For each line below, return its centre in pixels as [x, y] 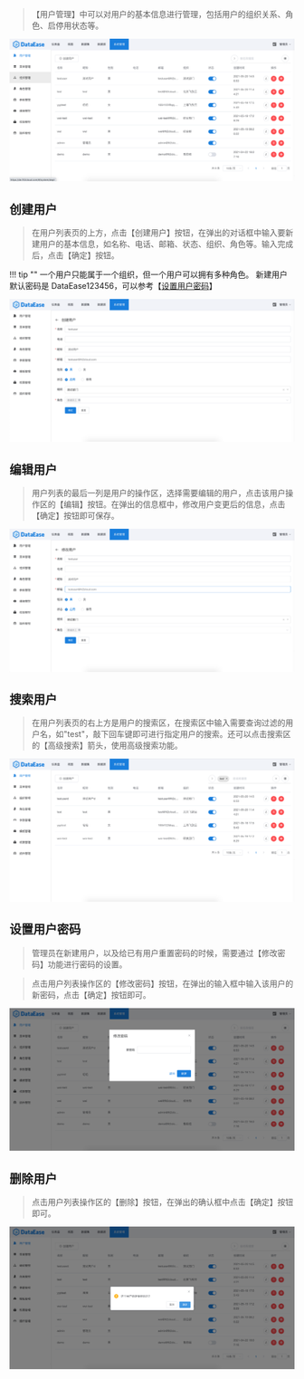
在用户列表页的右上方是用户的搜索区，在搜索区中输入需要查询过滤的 [158, 723]
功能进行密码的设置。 [87, 964]
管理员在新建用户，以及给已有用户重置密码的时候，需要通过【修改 [154, 953]
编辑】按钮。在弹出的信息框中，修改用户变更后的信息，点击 [174, 504]
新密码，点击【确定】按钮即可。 [91, 994]
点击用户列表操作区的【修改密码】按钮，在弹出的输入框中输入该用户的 [162, 983]
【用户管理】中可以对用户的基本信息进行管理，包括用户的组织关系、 [158, 14]
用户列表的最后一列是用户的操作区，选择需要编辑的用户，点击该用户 [158, 493]
